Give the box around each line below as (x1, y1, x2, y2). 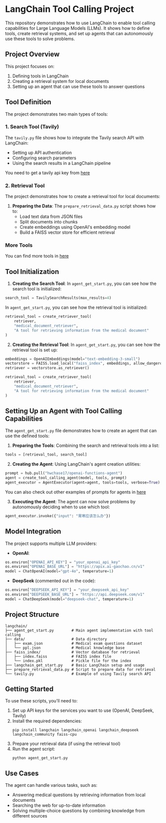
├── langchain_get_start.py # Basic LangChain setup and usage (5, 663, 145, 668)
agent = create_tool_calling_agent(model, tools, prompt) (5, 476, 127, 480)
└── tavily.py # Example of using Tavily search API (5, 671, 152, 676)
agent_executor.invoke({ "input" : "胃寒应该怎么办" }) (5, 513, 111, 518)
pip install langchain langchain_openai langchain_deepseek (12, 728, 139, 733)
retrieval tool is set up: (12, 346, 58, 353)
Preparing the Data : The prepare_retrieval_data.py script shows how (12, 203, 156, 209)
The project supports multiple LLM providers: (5, 540, 97, 547)
